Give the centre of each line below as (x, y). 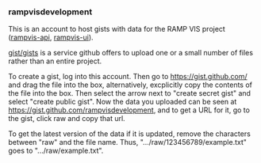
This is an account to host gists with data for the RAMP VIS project (117, 29)
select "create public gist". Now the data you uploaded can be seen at (123, 102)
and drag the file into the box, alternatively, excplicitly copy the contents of (130, 85)
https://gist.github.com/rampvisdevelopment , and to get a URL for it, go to (129, 110)
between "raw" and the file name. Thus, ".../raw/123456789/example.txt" (128, 142)
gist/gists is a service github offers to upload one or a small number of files (131, 53)
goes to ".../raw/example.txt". (56, 151)
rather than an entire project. (55, 61)
